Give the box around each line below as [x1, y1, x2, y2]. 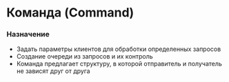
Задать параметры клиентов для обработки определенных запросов [16, 45, 221, 53]
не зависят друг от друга [16, 67, 90, 75]
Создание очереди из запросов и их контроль [16, 52, 153, 61]
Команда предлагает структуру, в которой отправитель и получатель [16, 60, 222, 68]
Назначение [6, 30, 50, 39]
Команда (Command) [6, 5, 135, 21]
